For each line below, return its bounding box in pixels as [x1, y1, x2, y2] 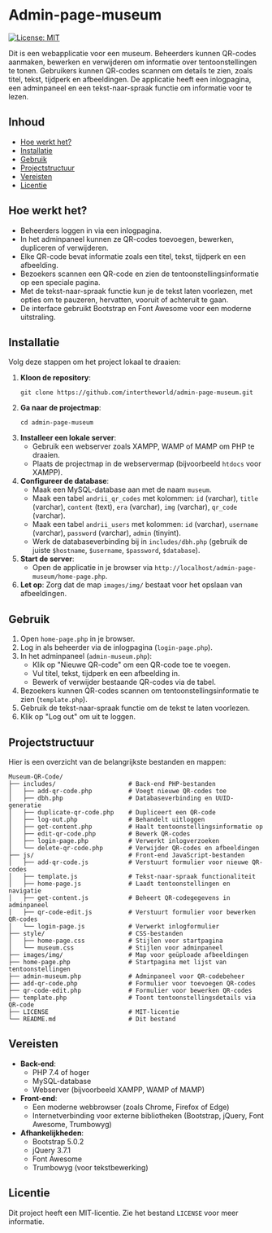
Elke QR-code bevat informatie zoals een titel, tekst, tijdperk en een [19, 251, 246, 261]
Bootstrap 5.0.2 [32, 1136, 84, 1146]
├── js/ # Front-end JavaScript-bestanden [8, 851, 245, 859]
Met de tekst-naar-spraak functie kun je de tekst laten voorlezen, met [19, 286, 253, 296]
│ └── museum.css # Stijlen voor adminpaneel [8, 944, 223, 952]
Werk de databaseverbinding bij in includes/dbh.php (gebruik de [32, 537, 248, 546]
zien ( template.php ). [19, 695, 88, 704]
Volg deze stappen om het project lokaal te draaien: [8, 357, 181, 367]
